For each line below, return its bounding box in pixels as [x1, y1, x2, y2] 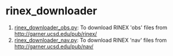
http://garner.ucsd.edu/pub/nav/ [14, 43, 94, 50]
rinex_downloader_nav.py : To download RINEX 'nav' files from [14, 36, 167, 43]
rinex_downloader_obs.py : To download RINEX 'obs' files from [14, 24, 168, 31]
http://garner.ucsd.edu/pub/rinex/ [14, 30, 97, 37]
